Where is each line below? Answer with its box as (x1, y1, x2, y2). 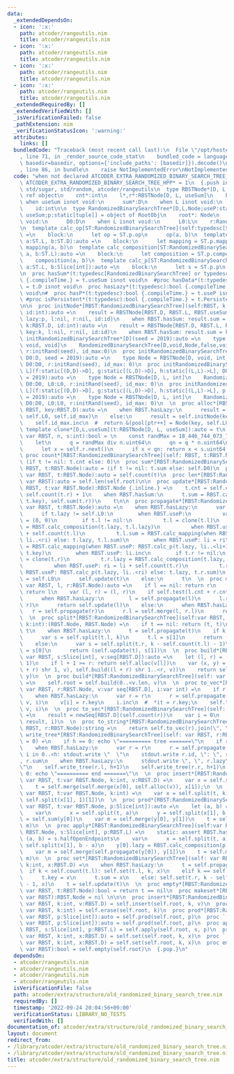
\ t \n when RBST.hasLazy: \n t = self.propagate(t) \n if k (19, 627, 226, 634)
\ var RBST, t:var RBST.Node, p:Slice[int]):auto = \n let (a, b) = (19, 803, 229, 810)
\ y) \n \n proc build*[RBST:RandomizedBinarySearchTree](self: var (19, 673, 226, 680)
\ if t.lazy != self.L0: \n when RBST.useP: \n (19, 511, 192, 518)
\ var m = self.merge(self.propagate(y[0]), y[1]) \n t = (19, 848, 208, 855)
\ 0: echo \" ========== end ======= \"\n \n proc (19, 770, 170, 778)
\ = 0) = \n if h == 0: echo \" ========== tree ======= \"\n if (19, 738, 223, 745)
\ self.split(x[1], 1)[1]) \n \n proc (19, 796, 136, 804)
